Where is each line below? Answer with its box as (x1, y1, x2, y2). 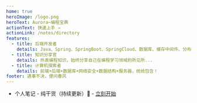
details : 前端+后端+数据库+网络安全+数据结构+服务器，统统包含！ (16, 68, 158, 74)
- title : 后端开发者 (11, 41, 57, 47)
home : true (6, 8, 33, 15)
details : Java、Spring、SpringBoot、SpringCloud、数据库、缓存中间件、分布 (16, 47, 192, 52)
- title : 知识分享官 (11, 52, 57, 58)
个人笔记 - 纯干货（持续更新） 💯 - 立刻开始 (14, 90, 116, 97)
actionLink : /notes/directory (6, 30, 80, 36)
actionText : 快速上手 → (6, 24, 60, 31)
